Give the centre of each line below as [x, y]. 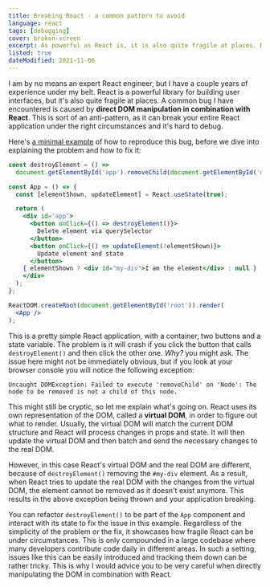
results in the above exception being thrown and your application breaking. [132, 499]
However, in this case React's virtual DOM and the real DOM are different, [130, 465]
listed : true [30, 53]
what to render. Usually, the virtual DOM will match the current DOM [121, 423]
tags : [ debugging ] [39, 31]
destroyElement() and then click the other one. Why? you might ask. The [129, 353]
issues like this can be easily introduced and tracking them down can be [128, 557]
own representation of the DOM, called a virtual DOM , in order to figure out [133, 415]
